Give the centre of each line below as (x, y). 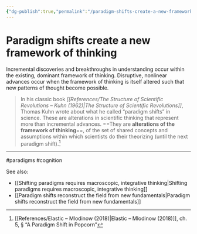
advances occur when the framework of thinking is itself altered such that (95, 81)
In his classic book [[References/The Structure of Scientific (92, 99)
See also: (17, 172)
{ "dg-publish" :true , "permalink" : (47, 11)
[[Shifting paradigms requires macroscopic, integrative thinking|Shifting (101, 183)
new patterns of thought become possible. (57, 88)
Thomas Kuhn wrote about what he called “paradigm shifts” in (95, 111)
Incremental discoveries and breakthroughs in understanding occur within (95, 69)
